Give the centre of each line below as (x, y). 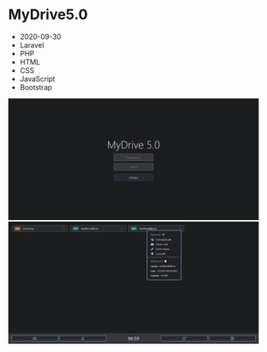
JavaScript (37, 79)
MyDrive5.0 (48, 15)
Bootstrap (36, 87)
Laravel (32, 44)
